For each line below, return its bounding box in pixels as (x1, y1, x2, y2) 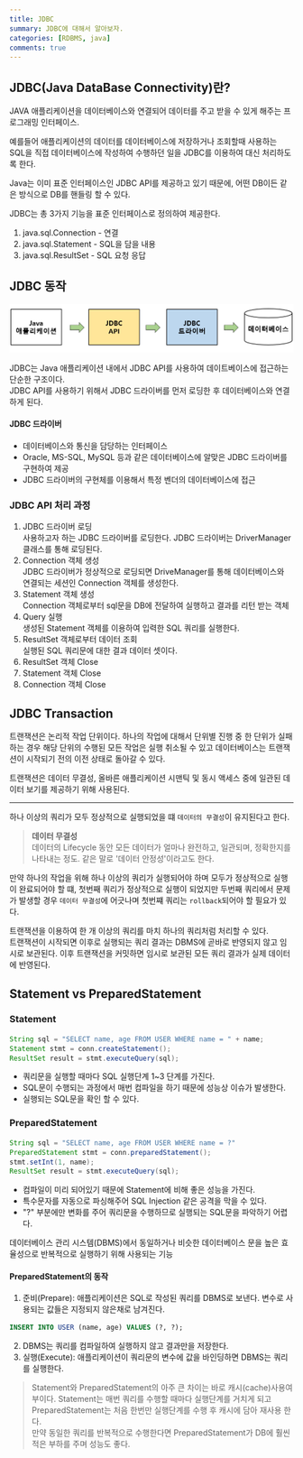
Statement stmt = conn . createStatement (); (9, 1044, 171, 1053)
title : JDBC (9, 14, 54, 23)
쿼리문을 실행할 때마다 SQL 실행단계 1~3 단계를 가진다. (22, 1071, 216, 1082)
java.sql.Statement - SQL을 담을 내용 (22, 239, 156, 250)
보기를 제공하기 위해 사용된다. (25, 784, 130, 795)
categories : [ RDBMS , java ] (9, 33, 111, 42)
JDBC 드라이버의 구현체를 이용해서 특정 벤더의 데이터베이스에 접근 (22, 475, 256, 485)
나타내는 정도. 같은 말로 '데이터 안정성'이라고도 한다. (31, 854, 215, 864)
